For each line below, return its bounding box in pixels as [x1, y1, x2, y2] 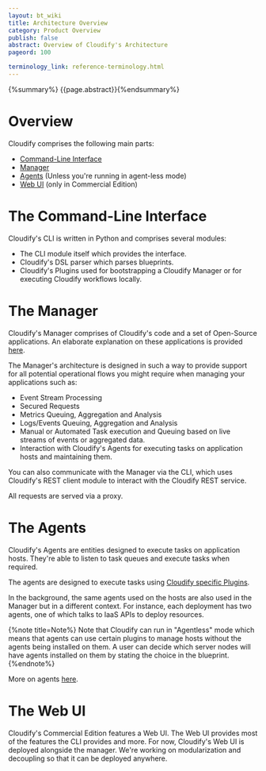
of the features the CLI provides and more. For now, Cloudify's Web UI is [8, 736, 245, 746]
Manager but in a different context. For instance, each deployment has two [8, 601, 252, 611]
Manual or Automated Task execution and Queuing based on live [19, 426, 231, 436]
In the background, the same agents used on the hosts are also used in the [8, 592, 252, 602]
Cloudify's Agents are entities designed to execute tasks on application [8, 545, 241, 554]
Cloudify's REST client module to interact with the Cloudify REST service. [8, 476, 247, 485]
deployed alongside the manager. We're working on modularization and [8, 745, 241, 754]
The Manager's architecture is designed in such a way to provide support [8, 360, 248, 370]
